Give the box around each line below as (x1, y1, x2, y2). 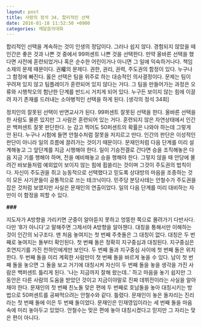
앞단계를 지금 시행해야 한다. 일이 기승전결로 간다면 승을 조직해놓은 (33, 146, 188, 154)
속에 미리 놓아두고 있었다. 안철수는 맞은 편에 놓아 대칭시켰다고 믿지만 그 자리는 (6, 306, 190, 314)
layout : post (6, 8, 39, 15)
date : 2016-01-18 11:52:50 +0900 (6, 20, 90, 26)
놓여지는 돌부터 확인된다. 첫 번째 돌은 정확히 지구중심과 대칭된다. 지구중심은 (17, 239, 195, 246)
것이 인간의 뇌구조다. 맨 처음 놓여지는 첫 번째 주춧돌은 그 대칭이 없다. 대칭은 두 (6, 231, 189, 238)
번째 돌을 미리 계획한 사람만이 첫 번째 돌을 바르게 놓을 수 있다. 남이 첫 (25, 254, 188, 261)
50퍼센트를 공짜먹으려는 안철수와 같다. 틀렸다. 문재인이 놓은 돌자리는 (22, 291, 183, 299)
